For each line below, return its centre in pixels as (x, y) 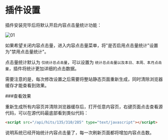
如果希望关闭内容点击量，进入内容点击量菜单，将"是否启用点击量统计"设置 (82, 45)
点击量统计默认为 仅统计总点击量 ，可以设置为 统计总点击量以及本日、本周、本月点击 (84, 62)
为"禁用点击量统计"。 (27, 51)
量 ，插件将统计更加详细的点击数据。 (42, 68)
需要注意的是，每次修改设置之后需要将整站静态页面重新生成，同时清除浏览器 (84, 79)
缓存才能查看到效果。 (27, 85)
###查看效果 (18, 96)
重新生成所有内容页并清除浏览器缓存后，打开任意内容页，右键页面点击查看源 (84, 106)
